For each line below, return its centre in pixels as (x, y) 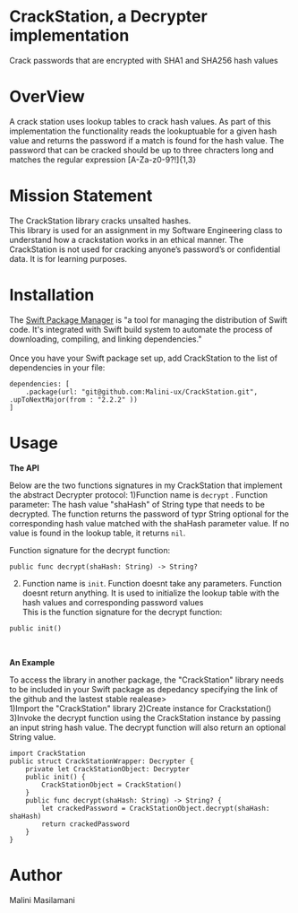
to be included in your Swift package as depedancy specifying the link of (144, 689)
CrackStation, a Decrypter (108, 17)
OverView (47, 97)
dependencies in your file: (57, 367)
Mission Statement (81, 196)
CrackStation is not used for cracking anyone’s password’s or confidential (145, 249)
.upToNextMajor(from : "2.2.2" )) (74, 400)
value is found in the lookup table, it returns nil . (98, 533)
